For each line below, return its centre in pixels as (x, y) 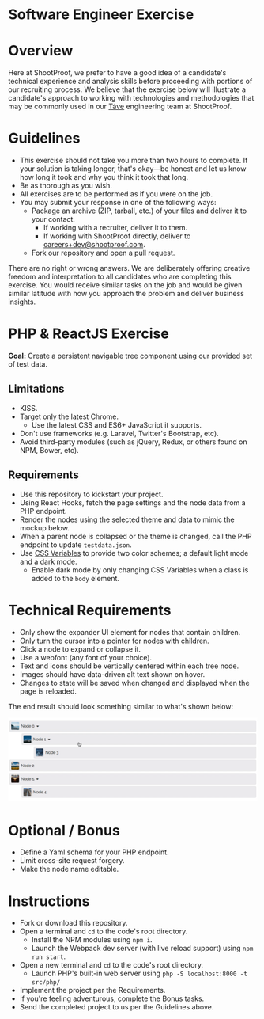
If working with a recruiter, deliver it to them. (115, 228)
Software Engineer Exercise (101, 15)
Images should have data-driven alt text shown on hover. (112, 674)
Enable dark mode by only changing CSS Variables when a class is (140, 570)
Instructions (49, 901)
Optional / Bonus (64, 830)
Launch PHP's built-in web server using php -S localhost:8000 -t (139, 973)
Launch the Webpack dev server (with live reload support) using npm (142, 949)
